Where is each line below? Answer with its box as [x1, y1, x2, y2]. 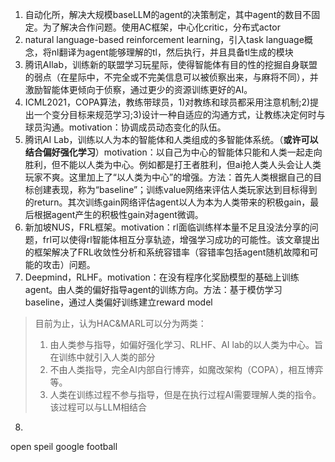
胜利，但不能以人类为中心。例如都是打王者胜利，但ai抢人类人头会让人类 [24, 159, 322, 170]
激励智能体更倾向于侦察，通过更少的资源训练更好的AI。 [24, 84, 253, 95]
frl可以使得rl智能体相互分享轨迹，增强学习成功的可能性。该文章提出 [42, 234, 320, 245]
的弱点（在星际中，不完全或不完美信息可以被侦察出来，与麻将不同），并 [24, 71, 319, 83]
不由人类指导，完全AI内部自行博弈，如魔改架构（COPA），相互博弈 [49, 364, 324, 375]
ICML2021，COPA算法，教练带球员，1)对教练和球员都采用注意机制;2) [24, 96, 311, 108]
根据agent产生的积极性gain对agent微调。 [33, 209, 204, 220]
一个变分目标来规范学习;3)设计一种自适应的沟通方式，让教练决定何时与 [33, 109, 326, 120]
